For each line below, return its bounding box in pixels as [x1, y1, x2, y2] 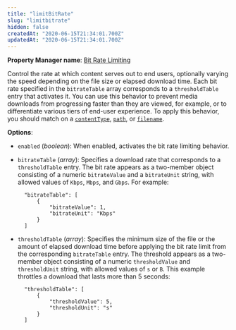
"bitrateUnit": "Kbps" [49, 210, 116, 217]
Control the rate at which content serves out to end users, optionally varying [7, 70, 229, 78]
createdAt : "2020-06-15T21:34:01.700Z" [7, 30, 125, 37]
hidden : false [7, 23, 49, 30]
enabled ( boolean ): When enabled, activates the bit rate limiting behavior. [17, 142, 230, 150]
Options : [7, 128, 33, 137]
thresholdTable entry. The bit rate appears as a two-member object [17, 163, 214, 171]
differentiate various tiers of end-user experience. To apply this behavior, [7, 107, 220, 116]
